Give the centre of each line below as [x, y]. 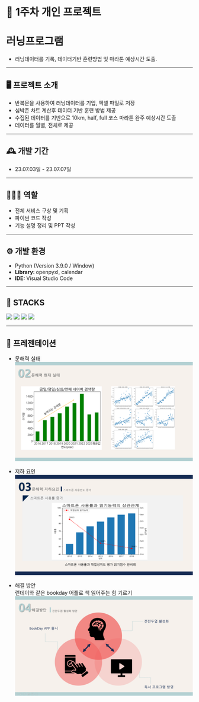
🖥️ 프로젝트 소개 [32, 85]
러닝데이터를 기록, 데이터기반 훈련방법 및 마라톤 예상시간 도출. [86, 59]
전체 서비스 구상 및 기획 [42, 210]
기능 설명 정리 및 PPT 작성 [45, 225]
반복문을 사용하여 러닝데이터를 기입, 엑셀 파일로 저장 [75, 103]
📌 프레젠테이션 [31, 343]
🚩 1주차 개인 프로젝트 [54, 12]
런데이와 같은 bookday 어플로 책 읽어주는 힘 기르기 [73, 593]
